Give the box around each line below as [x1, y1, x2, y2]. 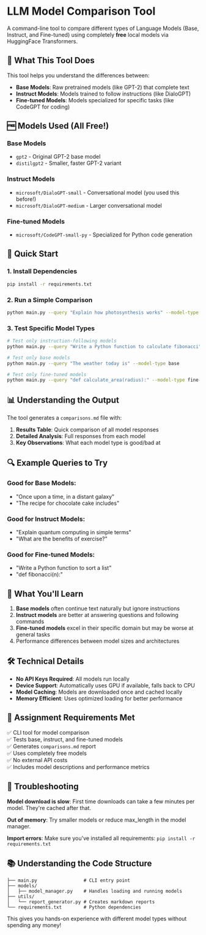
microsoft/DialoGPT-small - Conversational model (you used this [15, 189, 180, 196]
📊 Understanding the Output [7, 395, 120, 405]
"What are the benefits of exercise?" [15, 535, 108, 543]
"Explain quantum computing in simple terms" [15, 529, 132, 536]
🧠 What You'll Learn [7, 588, 84, 599]
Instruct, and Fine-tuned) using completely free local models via [7, 31, 169, 38]
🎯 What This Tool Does [7, 55, 95, 66]
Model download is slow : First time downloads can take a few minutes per [7, 798, 195, 805]
